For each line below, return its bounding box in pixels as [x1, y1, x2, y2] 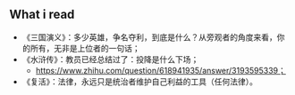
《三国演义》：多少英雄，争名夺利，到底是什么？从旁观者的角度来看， [21, 31, 277, 43]
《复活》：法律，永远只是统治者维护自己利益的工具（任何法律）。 [21, 75, 257, 87]
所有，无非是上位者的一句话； [29, 43, 140, 53]
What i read [9, 7, 75, 22]
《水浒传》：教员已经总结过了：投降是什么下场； [21, 53, 199, 65]
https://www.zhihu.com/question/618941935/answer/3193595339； [35, 65, 286, 75]
